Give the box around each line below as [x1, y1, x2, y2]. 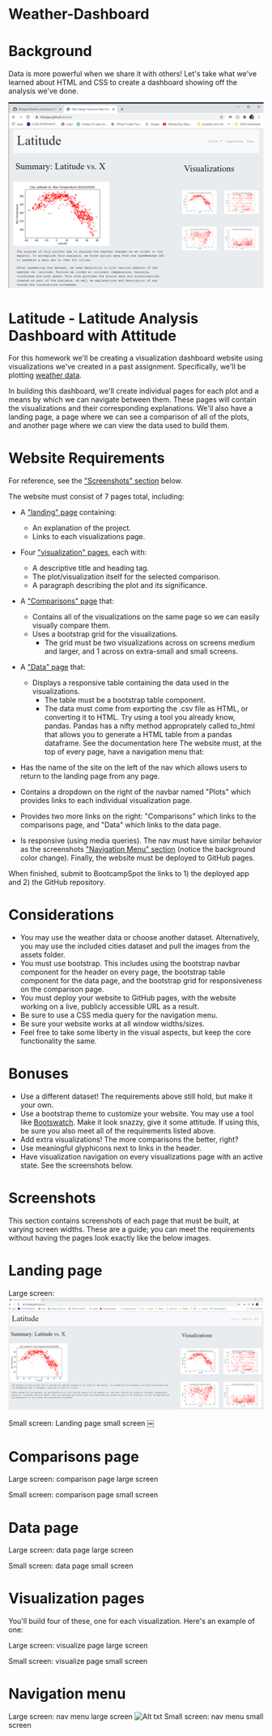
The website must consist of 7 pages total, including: [8, 492, 185, 502]
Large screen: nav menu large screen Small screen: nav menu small [8, 1712, 264, 1721]
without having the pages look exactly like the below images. [8, 1233, 212, 1242]
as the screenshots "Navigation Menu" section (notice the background [19, 844, 256, 854]
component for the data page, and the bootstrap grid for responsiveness [19, 976, 263, 986]
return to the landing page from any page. [19, 771, 160, 781]
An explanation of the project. [32, 523, 132, 533]
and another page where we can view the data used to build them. [8, 421, 230, 430]
